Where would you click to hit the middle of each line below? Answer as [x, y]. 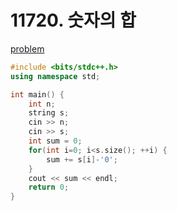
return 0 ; [49, 187]
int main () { [37, 94]
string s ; [49, 113]
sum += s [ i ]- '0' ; [82, 159]
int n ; [42, 104]
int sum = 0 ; [55, 141]
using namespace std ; [55, 76]
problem [27, 48]
